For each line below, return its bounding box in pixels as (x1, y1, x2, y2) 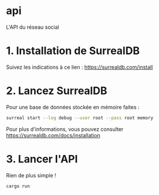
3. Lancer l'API (6, 152, 78, 166)
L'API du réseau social (6, 23, 60, 31)
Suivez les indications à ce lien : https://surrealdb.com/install (6, 63, 153, 70)
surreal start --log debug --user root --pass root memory (6, 115, 154, 121)
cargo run (6, 183, 31, 189)
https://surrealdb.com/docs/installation (6, 132, 101, 139)
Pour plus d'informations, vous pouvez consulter (6, 125, 124, 133)
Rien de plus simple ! (6, 172, 57, 179)
